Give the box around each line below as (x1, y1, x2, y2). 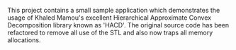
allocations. (7, 36, 41, 44)
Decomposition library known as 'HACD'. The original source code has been (7, 21, 230, 29)
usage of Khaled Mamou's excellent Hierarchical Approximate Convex (7, 13, 211, 22)
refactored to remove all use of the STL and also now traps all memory (7, 28, 213, 37)
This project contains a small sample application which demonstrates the (7, 6, 220, 14)
